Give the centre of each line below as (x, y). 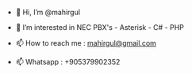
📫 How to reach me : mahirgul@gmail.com (86, 43)
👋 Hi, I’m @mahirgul (48, 12)
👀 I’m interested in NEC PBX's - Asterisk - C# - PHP (100, 27)
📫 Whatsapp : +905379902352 (68, 62)
